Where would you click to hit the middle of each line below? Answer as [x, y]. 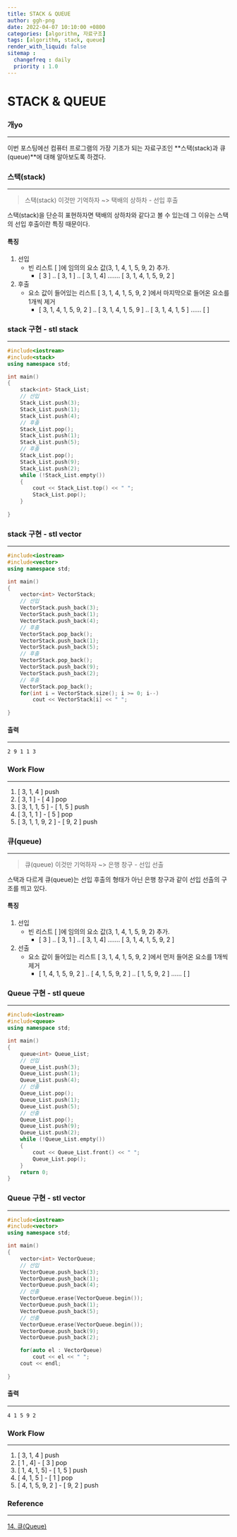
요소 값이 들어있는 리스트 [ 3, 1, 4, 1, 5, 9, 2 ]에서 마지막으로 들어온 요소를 [129, 292]
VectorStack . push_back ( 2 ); [60, 673]
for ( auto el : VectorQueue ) [61, 1351]
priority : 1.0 [36, 66]
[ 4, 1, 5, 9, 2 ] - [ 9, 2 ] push [58, 1485]
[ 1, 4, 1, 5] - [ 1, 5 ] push [52, 1471]
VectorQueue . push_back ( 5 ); [60, 1311]
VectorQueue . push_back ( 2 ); [60, 1338]
